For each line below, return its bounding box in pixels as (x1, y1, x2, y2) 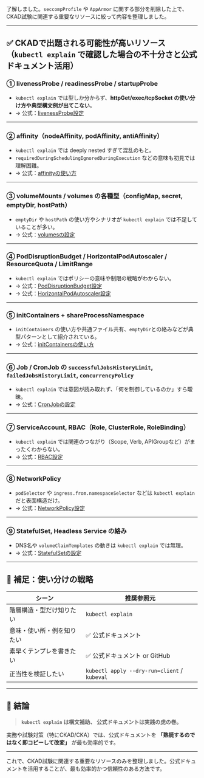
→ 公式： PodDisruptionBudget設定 (15, 282, 102, 289)
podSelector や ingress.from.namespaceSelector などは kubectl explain (15, 489, 195, 497)
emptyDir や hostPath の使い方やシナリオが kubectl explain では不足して (15, 216, 198, 223)
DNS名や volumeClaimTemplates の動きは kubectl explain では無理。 (15, 542, 186, 549)
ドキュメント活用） (6, 61, 78, 71)
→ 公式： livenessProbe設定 (15, 109, 84, 117)
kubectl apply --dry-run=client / (86, 666, 183, 675)
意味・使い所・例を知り (9, 626, 77, 635)
